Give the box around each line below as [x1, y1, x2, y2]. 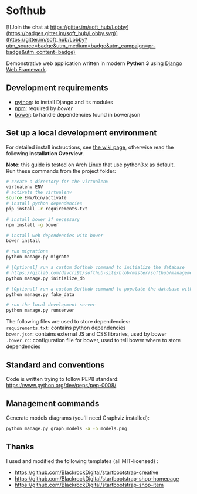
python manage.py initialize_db [6, 275, 85, 281]
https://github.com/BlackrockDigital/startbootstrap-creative [14, 469, 159, 476]
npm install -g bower [6, 222, 59, 228]
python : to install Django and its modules [14, 98, 113, 105]
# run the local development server [6, 302, 96, 308]
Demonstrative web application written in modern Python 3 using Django [6, 60, 183, 67]
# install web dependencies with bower [6, 233, 104, 239]
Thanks [6, 442, 35, 452]
